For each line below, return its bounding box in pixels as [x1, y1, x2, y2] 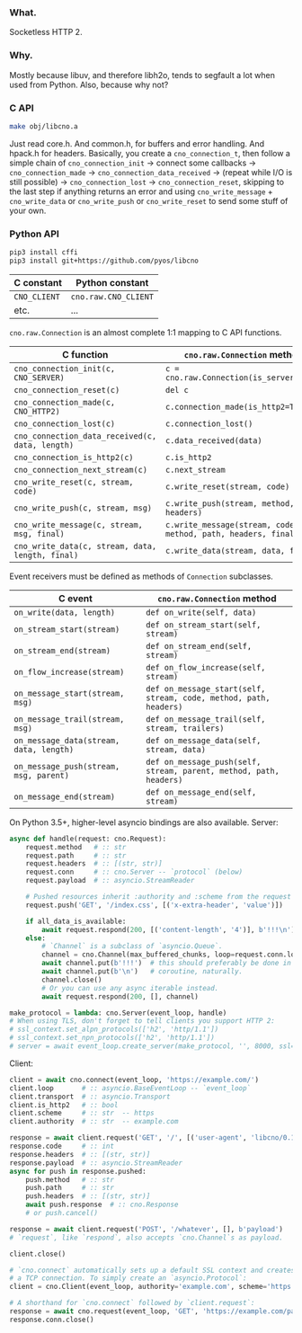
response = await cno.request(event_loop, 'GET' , [9, 1307, 200, 1316]
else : [25, 933, 47, 943]
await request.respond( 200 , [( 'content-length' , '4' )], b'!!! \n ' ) [41, 925, 296, 934]
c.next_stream [164, 465, 226, 475]
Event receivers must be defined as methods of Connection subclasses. [9, 571, 274, 582]
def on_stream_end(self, [146, 641, 253, 651]
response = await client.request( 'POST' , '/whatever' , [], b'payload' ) [9, 1224, 283, 1233]
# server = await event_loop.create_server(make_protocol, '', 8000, [9, 1042, 276, 1051]
